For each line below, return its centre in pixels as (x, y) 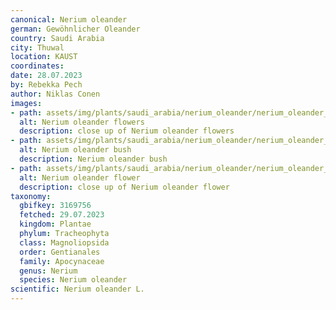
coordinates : (37, 66)
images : (26, 103)
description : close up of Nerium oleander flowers (127, 131)
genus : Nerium (48, 271)
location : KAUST (44, 57)
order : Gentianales (60, 252)
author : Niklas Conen (55, 94)
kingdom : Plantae (55, 224)
